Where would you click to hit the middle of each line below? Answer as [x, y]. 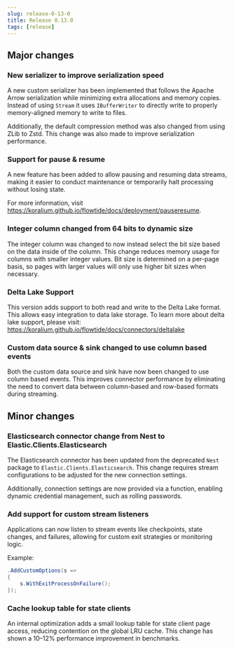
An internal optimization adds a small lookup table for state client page [109, 624]
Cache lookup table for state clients [69, 608]
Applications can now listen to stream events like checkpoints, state [105, 529]
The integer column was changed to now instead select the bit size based [114, 244]
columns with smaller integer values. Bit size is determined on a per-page [113, 259]
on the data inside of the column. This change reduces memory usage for [113, 251]
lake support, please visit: [44, 322]
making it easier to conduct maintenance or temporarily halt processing [110, 182]
